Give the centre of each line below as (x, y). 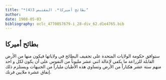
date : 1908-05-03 (23, 19)
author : (13, 14)
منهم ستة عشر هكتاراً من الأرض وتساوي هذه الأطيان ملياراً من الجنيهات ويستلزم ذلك (83, 67)
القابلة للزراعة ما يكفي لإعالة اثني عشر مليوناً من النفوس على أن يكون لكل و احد (80, 61)
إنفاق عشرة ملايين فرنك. (28, 72)
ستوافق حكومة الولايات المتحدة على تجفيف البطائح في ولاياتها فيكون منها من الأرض (82, 56)
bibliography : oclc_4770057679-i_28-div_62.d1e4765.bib (65, 24)
